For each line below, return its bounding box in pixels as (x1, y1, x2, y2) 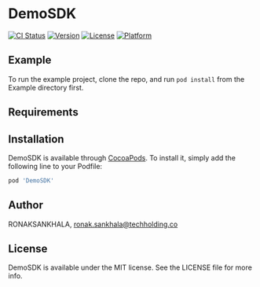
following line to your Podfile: (8, 161, 103, 171)
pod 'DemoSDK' (8, 176, 55, 185)
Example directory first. (8, 83, 84, 92)
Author (8, 198, 43, 212)
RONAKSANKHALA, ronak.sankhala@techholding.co (8, 219, 178, 229)
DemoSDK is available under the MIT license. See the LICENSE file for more (8, 263, 253, 272)
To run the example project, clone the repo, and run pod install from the (8, 74, 245, 83)
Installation (8, 132, 64, 145)
